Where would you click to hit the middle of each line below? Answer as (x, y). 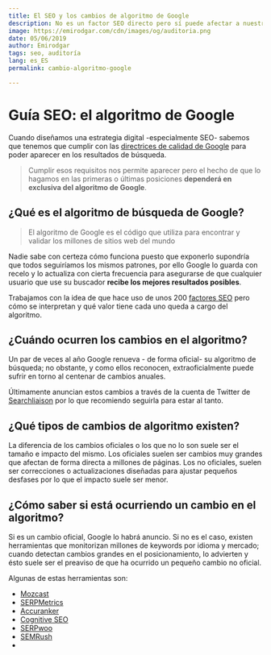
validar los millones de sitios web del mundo (102, 240)
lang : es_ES (28, 61)
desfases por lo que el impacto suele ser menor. (88, 479)
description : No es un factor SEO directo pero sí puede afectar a (124, 23)
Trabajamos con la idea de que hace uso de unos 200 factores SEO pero (129, 297)
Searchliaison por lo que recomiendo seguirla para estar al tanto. (116, 400)
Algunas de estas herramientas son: (68, 578)
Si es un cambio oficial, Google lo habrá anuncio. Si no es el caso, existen (131, 537)
